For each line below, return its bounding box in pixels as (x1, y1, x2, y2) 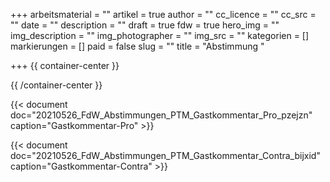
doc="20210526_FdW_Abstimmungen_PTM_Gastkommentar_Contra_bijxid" (10, 150, 321, 161)
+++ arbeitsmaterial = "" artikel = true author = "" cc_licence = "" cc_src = (10, 9, 317, 20)
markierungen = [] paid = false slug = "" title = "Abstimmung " (10, 40, 265, 52)
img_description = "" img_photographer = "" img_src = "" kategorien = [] (10, 30, 310, 41)
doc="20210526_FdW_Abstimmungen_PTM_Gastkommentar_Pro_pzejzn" (10, 109, 313, 121)
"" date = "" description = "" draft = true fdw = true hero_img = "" (10, 19, 280, 31)
